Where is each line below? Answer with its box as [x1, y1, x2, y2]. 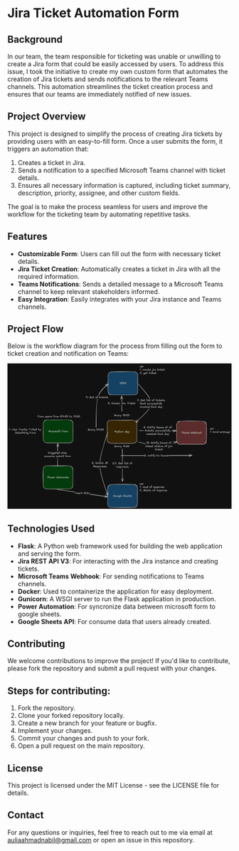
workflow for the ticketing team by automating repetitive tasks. [7, 210, 191, 218]
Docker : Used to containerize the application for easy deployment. [17, 587, 213, 596]
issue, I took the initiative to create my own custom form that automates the [7, 68, 228, 75]
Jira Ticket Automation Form [7, 5, 180, 21]
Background [7, 33, 63, 46]
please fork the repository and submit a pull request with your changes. [7, 664, 217, 673]
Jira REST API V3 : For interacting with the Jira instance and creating [17, 556, 218, 565]
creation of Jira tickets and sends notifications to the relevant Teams [7, 75, 208, 83]
